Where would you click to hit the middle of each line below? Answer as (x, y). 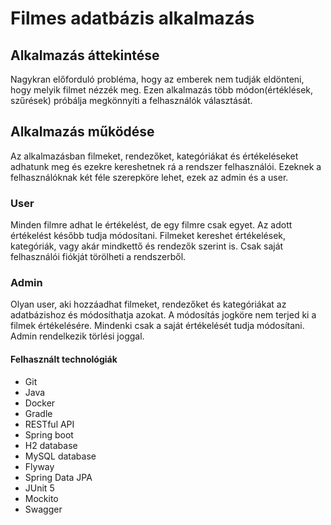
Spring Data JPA (58, 477)
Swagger (43, 509)
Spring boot (49, 434)
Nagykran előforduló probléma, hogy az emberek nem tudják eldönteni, (157, 79)
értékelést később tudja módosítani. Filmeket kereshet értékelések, (148, 236)
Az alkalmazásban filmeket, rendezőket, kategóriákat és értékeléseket (154, 156)
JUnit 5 (39, 488)
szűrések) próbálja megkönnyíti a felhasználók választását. (131, 100)
